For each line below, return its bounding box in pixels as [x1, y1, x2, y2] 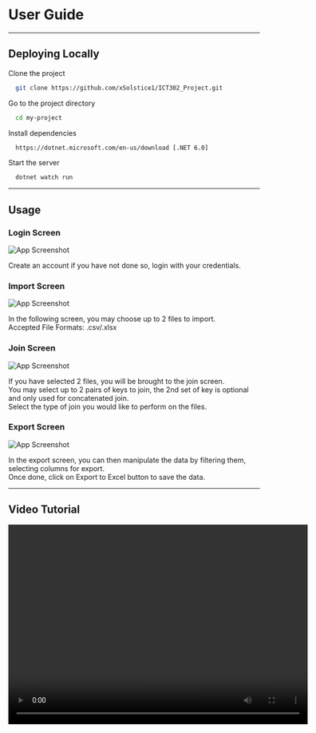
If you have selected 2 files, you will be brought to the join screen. [8, 376, 225, 386]
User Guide [8, 6, 85, 24]
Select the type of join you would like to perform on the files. [8, 402, 207, 411]
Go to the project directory [8, 98, 96, 108]
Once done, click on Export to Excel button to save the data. [8, 472, 206, 481]
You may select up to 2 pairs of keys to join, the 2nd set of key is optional [8, 385, 249, 394]
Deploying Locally [8, 47, 100, 61]
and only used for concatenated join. [8, 393, 129, 402]
